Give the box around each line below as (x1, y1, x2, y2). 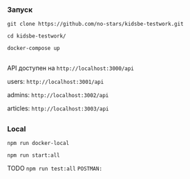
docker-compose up (7, 45, 60, 52)
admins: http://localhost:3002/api (7, 90, 109, 99)
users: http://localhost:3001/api (7, 77, 104, 85)
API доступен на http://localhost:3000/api (7, 64, 135, 72)
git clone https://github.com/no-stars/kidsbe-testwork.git (7, 21, 184, 28)
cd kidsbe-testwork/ (7, 33, 67, 40)
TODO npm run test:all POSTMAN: (7, 164, 102, 173)
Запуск (7, 5, 33, 15)
